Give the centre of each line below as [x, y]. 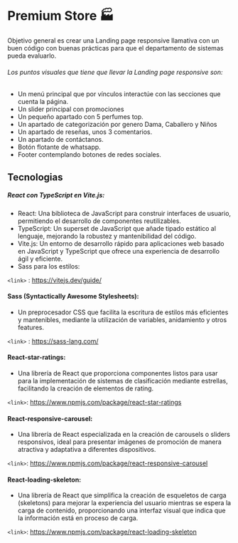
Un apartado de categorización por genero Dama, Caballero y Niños [117, 125]
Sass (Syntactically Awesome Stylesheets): [74, 296]
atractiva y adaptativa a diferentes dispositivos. [87, 450]
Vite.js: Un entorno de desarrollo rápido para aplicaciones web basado [121, 243]
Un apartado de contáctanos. [61, 140]
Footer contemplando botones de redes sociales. [90, 155]
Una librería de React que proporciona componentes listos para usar [118, 373]
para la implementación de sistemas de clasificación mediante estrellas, [123, 381]
